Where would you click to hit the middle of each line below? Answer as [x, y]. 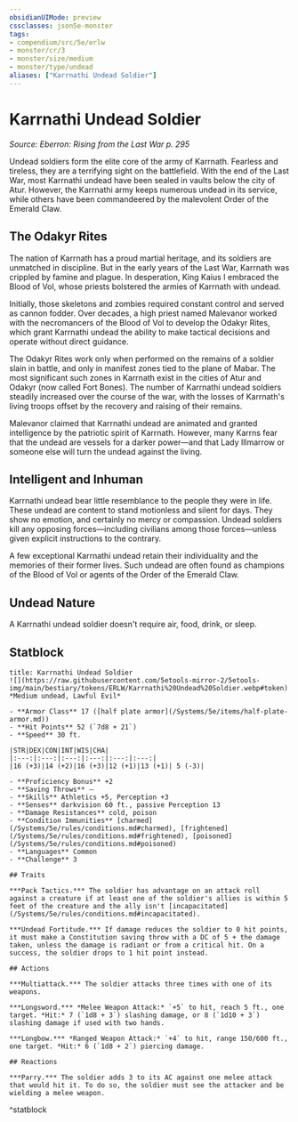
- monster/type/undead [51, 68]
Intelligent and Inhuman [77, 479]
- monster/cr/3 [37, 51]
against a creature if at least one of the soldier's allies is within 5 [149, 898]
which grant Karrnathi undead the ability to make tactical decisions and [140, 332]
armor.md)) [29, 719]
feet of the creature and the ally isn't [87, 906]
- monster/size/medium [51, 59]
